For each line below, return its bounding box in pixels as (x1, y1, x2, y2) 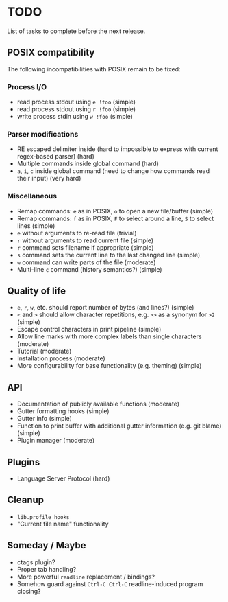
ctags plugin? (16, 557, 55, 566)
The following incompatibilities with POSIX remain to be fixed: (7, 65, 181, 73)
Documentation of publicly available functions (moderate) (16, 400, 180, 408)
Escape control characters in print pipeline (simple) (16, 325, 162, 334)
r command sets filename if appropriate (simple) (16, 243, 154, 251)
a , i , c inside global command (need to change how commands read (16, 167, 210, 175)
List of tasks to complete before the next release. (7, 27, 146, 35)
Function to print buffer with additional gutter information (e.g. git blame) (16, 421, 222, 430)
